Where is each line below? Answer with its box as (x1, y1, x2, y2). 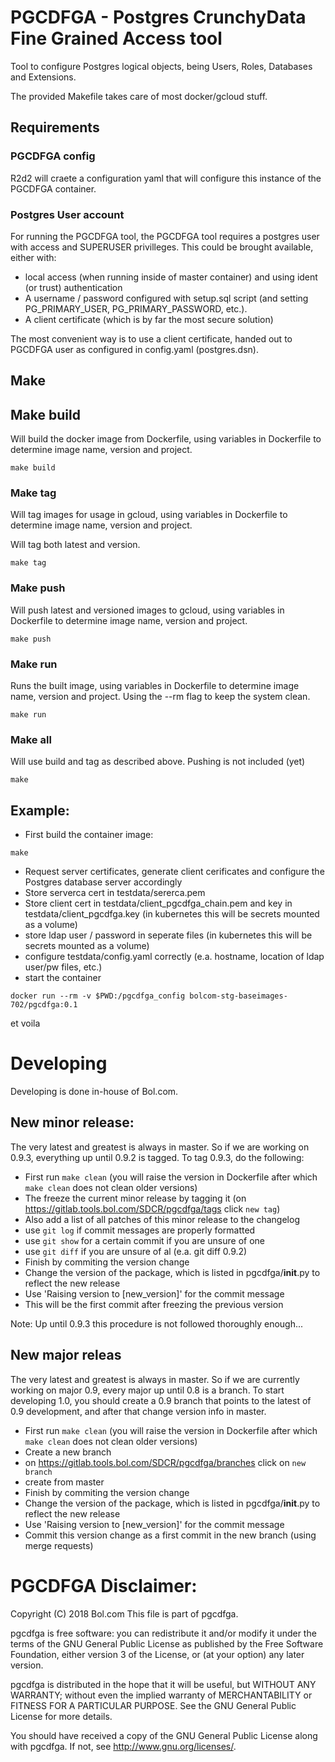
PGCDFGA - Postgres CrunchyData (10, 6, 307, 29)
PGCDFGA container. (10, 182, 97, 195)
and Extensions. (10, 71, 77, 83)
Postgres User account (10, 207, 125, 221)
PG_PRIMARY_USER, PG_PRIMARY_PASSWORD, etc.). (24, 302, 248, 315)
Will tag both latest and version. (10, 539, 141, 551)
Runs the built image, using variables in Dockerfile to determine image (10, 680, 300, 692)
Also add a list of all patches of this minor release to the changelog (24, 1213, 300, 1225)
